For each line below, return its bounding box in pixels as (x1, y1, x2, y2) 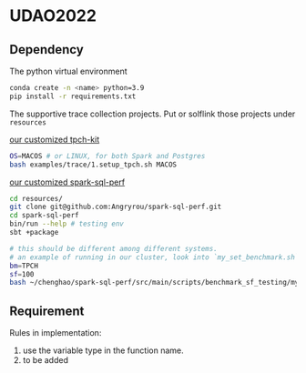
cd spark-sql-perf (9, 211, 79, 220)
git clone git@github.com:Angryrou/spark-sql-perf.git (9, 202, 222, 212)
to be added (22, 355, 68, 366)
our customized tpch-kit (9, 134, 100, 145)
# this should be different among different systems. (9, 244, 219, 253)
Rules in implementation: (9, 328, 102, 338)
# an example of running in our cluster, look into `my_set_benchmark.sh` (9, 252, 300, 262)
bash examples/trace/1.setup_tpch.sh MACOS (9, 160, 178, 169)
